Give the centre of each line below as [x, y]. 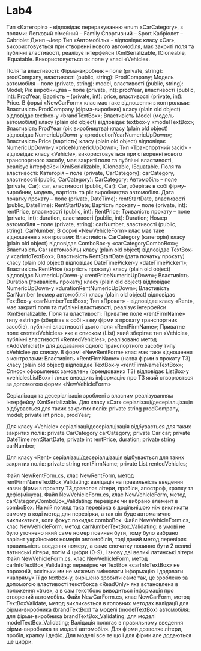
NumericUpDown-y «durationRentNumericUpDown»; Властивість [88, 288]
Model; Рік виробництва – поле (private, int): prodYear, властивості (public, [101, 90]
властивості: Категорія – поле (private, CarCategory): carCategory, [91, 173]
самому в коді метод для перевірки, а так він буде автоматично [88, 514]
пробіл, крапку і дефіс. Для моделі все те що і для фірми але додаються [99, 635]
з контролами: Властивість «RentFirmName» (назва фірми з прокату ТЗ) [98, 358]
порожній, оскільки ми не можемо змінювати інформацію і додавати [95, 571]
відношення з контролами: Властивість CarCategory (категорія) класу [96, 237]
